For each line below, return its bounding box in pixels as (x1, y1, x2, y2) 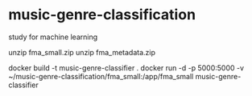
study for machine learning (8, 32, 98, 42)
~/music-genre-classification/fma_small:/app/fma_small (8, 71, 194, 81)
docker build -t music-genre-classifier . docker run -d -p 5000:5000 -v (8, 62, 244, 73)
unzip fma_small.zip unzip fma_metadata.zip (8, 47, 155, 57)
